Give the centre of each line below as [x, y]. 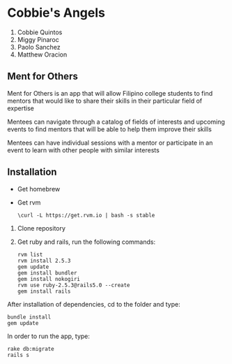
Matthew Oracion [42, 54]
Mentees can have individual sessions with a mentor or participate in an [110, 143]
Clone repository [41, 228]
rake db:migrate [31, 349]
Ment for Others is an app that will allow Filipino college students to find [110, 93]
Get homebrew [39, 189]
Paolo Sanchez [39, 47]
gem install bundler [47, 273]
